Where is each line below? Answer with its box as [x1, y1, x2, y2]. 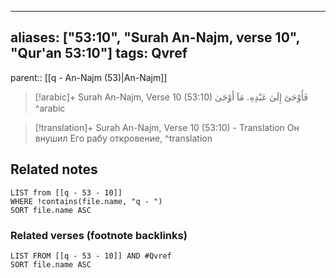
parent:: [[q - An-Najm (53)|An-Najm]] [10, 71, 168, 83]
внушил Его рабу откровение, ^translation [34, 132, 213, 144]
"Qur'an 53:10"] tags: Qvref [10, 45, 188, 62]
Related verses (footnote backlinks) [10, 228, 188, 242]
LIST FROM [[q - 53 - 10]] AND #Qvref [10, 251, 172, 261]
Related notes [10, 161, 98, 178]
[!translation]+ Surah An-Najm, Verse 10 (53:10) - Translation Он [34, 121, 300, 133]
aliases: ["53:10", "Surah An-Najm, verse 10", [10, 29, 300, 46]
